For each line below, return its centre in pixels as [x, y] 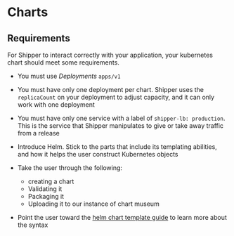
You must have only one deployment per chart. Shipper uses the [110, 90]
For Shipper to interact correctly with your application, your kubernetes [110, 55]
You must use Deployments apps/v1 [69, 76]
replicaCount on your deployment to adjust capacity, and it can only [116, 97]
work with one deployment [56, 105]
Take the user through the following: [70, 168]
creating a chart [51, 181]
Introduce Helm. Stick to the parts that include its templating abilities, [117, 147]
